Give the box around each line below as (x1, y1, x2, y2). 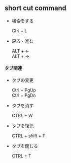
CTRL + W (11, 113, 33, 119)
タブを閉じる (11, 143, 38, 149)
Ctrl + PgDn (11, 92, 36, 98)
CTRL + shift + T (11, 133, 45, 139)
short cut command (4, 4, 67, 12)
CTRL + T (11, 153, 32, 159)
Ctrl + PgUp (11, 87, 36, 93)
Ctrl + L (11, 27, 28, 34)
